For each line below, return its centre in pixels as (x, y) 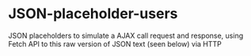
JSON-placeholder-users (93, 14)
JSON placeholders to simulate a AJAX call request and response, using (126, 35)
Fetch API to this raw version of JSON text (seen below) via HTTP (115, 43)
